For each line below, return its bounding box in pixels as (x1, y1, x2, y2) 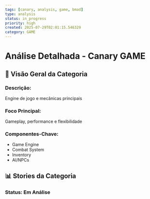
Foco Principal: (5, 107, 41, 114)
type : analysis (5, 12, 36, 17)
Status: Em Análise (5, 189, 51, 196)
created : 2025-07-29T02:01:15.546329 (5, 25, 81, 30)
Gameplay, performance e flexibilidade (5, 118, 82, 124)
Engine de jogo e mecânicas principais (5, 95, 82, 101)
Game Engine (12, 142, 39, 148)
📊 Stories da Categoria (5, 172, 76, 180)
